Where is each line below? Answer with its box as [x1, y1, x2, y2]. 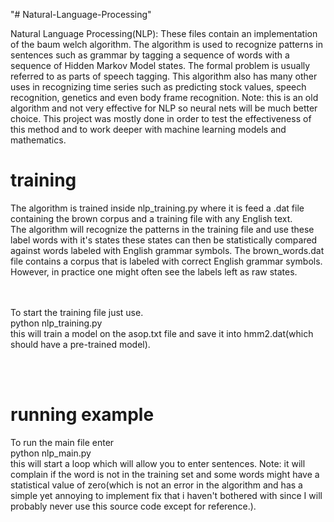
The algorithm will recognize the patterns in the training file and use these [10, 223, 315, 235]
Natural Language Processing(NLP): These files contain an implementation [10, 28, 318, 39]
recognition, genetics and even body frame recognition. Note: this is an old [10, 92, 319, 103]
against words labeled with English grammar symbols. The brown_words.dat [10, 244, 325, 256]
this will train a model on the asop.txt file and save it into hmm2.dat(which [10, 327, 314, 339]
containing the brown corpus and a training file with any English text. [10, 212, 293, 224]
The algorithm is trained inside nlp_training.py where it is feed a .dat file [10, 202, 305, 214]
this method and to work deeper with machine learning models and [10, 124, 287, 135]
